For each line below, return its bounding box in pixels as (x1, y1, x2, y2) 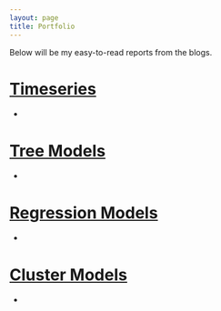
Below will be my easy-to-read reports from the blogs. (9, 46, 213, 57)
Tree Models (9, 140, 106, 161)
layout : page (9, 13, 59, 23)
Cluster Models (9, 265, 127, 285)
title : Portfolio (9, 22, 75, 31)
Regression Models (9, 202, 158, 223)
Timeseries (9, 78, 97, 99)
